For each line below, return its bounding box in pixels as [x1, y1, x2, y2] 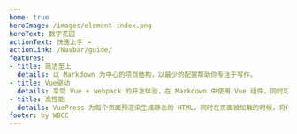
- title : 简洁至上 [9, 63, 72, 71]
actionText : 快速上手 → [9, 37, 91, 47]
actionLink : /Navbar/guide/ [9, 46, 113, 55]
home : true [9, 12, 49, 22]
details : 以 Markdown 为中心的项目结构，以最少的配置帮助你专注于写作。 [17, 71, 257, 79]
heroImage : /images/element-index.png [9, 21, 152, 30]
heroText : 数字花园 [9, 29, 76, 38]
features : [9, 54, 46, 63]
